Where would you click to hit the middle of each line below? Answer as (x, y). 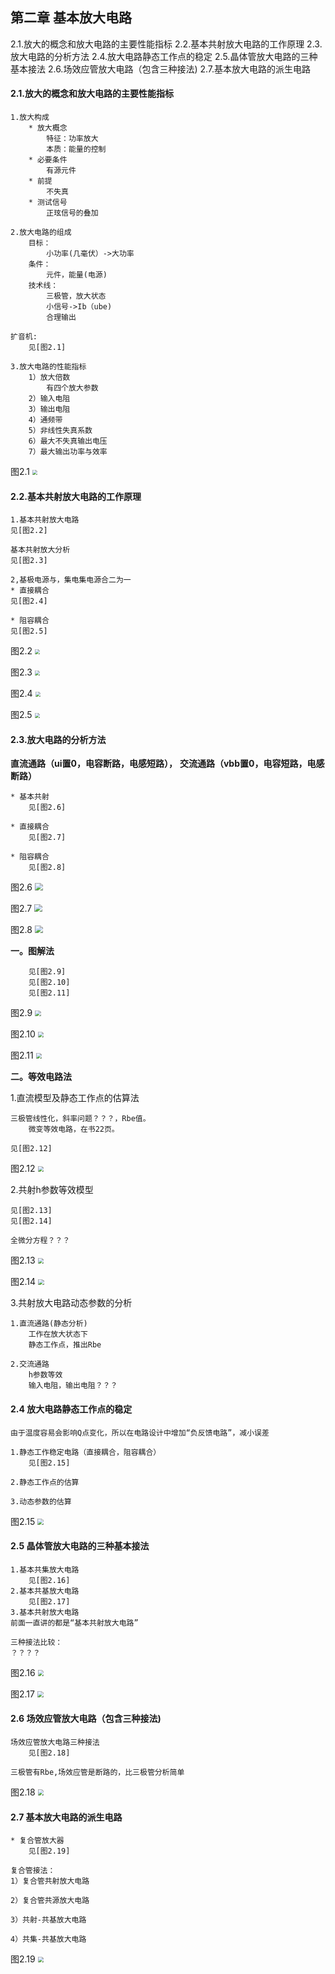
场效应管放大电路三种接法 (55, 1743)
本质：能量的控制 (76, 149)
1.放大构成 (30, 118)
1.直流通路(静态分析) (49, 1324)
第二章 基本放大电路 (71, 18)
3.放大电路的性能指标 (48, 367)
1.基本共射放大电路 (45, 520)
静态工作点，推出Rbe (65, 1345)
